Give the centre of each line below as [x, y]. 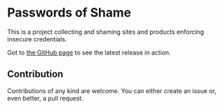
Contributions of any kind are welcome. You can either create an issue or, [112, 90]
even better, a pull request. [45, 98]
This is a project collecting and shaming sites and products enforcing [106, 32]
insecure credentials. [37, 39]
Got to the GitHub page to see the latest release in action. [89, 52]
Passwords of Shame [69, 13]
